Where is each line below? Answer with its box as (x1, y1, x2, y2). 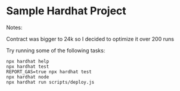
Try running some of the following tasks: (6, 46, 105, 54)
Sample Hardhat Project (6, 4, 126, 18)
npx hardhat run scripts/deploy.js (6, 79, 95, 85)
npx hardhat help (6, 58, 49, 64)
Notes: (6, 24, 23, 31)
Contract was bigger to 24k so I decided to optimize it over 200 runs (6, 35, 175, 42)
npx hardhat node (6, 74, 49, 80)
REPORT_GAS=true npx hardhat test (6, 68, 92, 75)
